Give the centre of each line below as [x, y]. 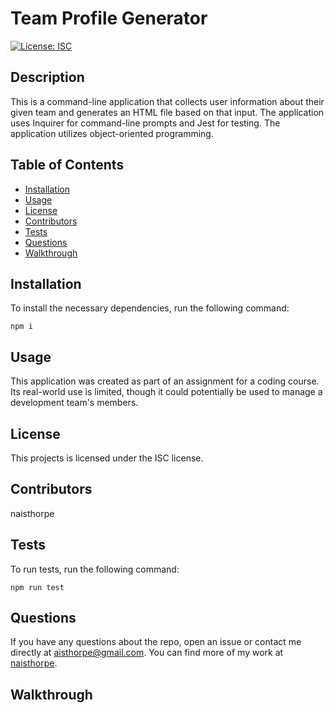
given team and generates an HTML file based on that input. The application [167, 112]
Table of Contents [67, 165]
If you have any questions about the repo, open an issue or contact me [156, 642]
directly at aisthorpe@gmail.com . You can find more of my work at [147, 653]
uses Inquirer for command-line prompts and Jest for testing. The [145, 123]
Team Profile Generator [109, 18]
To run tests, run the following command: [95, 569]
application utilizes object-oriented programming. [112, 133]
